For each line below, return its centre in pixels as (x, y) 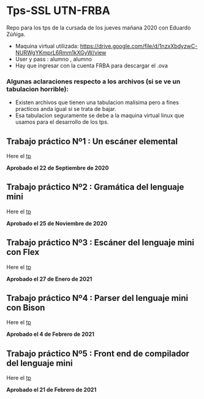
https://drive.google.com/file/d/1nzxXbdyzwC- (139, 46)
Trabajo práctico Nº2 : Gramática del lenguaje (95, 187)
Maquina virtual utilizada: (47, 46)
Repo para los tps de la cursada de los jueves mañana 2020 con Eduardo (99, 28)
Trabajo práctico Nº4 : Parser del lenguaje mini (97, 298)
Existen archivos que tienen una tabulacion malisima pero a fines (97, 102)
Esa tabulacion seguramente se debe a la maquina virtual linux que (100, 116)
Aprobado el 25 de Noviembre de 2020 (57, 223)
